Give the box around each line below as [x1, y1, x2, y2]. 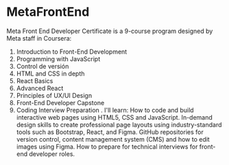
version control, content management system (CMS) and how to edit [16, 135, 210, 143]
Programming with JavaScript [16, 54, 101, 63]
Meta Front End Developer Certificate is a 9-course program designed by [6, 27, 213, 35]
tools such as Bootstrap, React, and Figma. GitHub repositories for [16, 128, 204, 136]
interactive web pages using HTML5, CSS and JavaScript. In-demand [16, 113, 213, 121]
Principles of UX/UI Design [16, 91, 93, 100]
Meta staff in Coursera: [6, 34, 72, 42]
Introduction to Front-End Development [16, 47, 128, 56]
